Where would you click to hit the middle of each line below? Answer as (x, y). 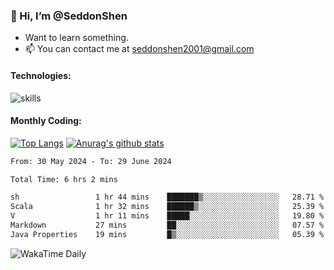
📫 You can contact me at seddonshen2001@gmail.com (139, 49)
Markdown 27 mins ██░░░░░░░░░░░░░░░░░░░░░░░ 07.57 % (167, 225)
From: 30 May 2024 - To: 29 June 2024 (91, 161)
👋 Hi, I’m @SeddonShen (69, 16)
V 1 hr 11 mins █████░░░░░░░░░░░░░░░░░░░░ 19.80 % (167, 216)
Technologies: (41, 75)
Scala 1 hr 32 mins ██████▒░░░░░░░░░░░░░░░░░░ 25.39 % (167, 207)
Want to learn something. (76, 38)
